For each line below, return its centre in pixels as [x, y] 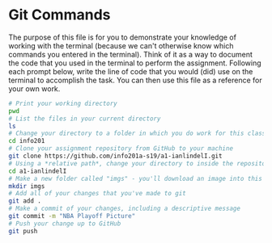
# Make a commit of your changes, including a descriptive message [125, 209]
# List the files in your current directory [85, 119]
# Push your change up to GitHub [65, 224]
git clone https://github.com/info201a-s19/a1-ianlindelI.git [115, 156]
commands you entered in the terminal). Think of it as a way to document [131, 54]
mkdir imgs [27, 186]
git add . [25, 201]
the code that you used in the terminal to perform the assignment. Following [135, 63]
